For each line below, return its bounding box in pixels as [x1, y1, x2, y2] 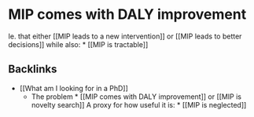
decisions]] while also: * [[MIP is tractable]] [8, 39, 149, 49]
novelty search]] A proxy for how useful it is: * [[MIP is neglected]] [31, 100, 247, 109]
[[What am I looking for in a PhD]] [19, 83, 128, 93]
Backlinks [8, 63, 57, 76]
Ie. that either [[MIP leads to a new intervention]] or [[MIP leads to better [8, 31, 242, 41]
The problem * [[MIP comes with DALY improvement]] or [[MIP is [31, 92, 242, 101]
